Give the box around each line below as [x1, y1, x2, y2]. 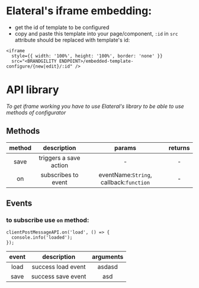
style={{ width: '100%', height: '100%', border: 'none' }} [11, 53, 163, 59]
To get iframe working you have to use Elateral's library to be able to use [6, 103, 185, 110]
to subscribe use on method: [6, 216, 89, 224]
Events [6, 199, 33, 209]
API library [6, 83, 59, 97]
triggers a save [38, 153, 81, 162]
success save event [31, 273, 86, 281]
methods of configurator [6, 108, 66, 116]
